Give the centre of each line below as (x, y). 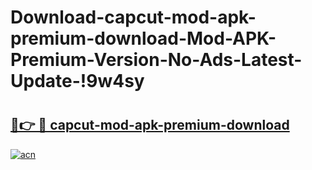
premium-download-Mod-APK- (143, 38)
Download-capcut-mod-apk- (133, 17)
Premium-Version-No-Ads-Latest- (156, 60)
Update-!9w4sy (77, 81)
